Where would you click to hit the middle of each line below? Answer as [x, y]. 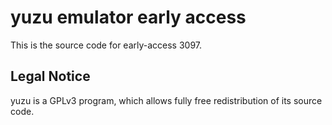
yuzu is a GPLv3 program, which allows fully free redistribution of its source [166, 100]
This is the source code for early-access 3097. [106, 45]
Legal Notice [50, 76]
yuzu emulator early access [128, 17]
